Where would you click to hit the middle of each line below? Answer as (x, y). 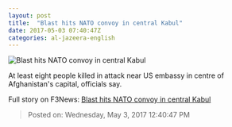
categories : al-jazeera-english (62, 38)
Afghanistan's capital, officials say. (65, 84)
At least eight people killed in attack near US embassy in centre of (116, 75)
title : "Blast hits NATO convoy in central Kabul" (95, 23)
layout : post (30, 15)
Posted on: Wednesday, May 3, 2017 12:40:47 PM (109, 115)
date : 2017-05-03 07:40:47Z (55, 30)
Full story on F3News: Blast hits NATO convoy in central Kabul (110, 99)
